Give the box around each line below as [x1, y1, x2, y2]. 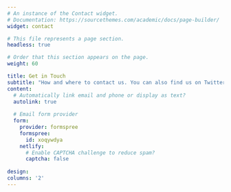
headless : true [7, 42, 51, 49]
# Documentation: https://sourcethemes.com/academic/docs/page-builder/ [7, 16, 220, 23]
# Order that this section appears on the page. [7, 54, 149, 61]
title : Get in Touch [7, 73, 67, 80]
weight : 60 [7, 60, 38, 67]
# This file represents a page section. [7, 35, 125, 42]
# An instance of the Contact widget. [7, 10, 118, 17]
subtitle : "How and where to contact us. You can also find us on [7, 79, 201, 86]
